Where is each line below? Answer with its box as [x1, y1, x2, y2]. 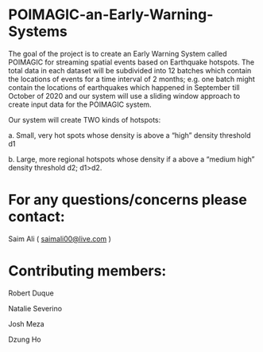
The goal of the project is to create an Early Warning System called [8, 49, 228, 58]
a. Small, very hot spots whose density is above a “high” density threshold [8, 130, 251, 140]
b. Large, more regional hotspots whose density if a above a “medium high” [8, 154, 256, 164]
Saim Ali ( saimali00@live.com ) [8, 233, 111, 244]
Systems [8, 22, 68, 41]
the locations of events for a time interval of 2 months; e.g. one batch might [8, 74, 256, 84]
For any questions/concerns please [8, 191, 248, 209]
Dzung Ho [8, 334, 41, 344]
